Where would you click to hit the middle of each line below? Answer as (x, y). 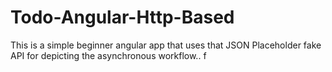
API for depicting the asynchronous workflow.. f (108, 55)
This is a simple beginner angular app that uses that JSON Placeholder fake (166, 45)
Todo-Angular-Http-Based (122, 17)
